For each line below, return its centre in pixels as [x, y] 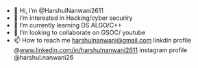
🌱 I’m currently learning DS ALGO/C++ [67, 25]
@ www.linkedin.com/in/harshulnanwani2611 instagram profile [100, 50]
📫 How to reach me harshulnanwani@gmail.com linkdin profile [102, 40]
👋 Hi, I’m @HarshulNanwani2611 [59, 11]
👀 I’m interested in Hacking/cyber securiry [73, 18]
